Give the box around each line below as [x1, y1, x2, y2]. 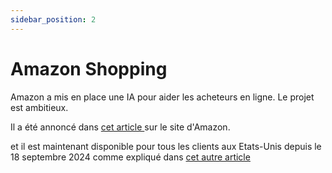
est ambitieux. [10, 101, 69, 113]
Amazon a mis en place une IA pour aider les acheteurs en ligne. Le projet [10, 91, 315, 103]
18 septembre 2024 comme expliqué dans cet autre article [10, 151, 251, 163]
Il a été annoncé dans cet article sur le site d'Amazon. [10, 121, 231, 133]
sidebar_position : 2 [10, 14, 97, 25]
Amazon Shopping [10, 57, 168, 80]
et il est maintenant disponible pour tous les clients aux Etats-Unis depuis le [10, 140, 322, 152]
